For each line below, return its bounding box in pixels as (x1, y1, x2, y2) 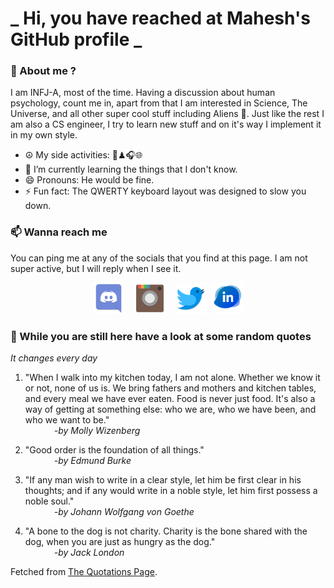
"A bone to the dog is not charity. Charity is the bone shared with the (24, 525, 308, 537)
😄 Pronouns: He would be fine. (24, 174, 155, 186)
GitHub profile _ (10, 28, 143, 51)
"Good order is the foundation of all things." (24, 444, 205, 456)
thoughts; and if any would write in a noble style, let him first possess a (24, 485, 318, 497)
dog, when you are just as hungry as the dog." (24, 536, 216, 548)
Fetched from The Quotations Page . (10, 566, 158, 578)
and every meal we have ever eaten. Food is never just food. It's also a (24, 393, 316, 405)
